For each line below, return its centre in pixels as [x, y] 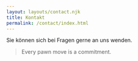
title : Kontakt [26, 18]
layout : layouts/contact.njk [43, 12]
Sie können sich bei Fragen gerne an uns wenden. [69, 40]
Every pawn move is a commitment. [66, 52]
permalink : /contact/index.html [47, 23]
